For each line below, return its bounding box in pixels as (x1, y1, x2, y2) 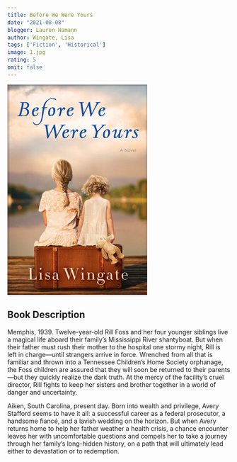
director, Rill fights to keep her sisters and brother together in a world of (7, 380, 216, 389)
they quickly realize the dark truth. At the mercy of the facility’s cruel (24, 373, 224, 381)
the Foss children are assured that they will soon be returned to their (7, 365, 207, 373)
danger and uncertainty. (7, 388, 78, 396)
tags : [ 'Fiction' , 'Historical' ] (7, 41, 106, 49)
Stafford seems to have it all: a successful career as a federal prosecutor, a (7, 409, 226, 417)
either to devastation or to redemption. (7, 446, 120, 455)
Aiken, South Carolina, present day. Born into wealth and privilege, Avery (7, 401, 219, 410)
